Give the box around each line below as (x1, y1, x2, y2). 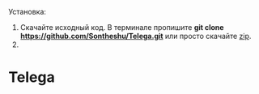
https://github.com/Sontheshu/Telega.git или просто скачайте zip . (19, 32, 252, 41)
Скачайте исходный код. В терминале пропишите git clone (19, 23, 224, 32)
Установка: (8, 7, 47, 16)
